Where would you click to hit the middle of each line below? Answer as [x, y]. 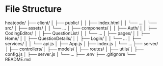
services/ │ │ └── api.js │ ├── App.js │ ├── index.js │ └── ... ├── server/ [82, 43]
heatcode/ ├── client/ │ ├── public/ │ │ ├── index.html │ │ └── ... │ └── [81, 23]
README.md [18, 59]
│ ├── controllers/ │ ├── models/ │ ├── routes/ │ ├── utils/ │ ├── [74, 49]
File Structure [33, 9]
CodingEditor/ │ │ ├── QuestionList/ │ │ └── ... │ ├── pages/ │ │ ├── [78, 33]
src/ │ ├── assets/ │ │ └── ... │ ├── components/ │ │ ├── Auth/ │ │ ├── [81, 28]
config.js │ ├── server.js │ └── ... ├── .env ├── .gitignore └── [70, 54]
